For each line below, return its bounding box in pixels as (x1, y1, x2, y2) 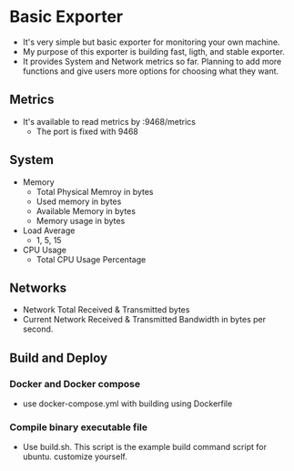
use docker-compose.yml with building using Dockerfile (22, 398, 233, 409)
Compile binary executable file (9, 421, 148, 434)
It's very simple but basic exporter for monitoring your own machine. (22, 36, 280, 47)
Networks (9, 280, 66, 295)
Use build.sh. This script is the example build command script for (22, 442, 267, 453)
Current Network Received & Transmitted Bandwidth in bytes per (22, 314, 267, 325)
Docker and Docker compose (9, 377, 141, 390)
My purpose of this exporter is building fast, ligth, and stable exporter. (22, 46, 285, 56)
